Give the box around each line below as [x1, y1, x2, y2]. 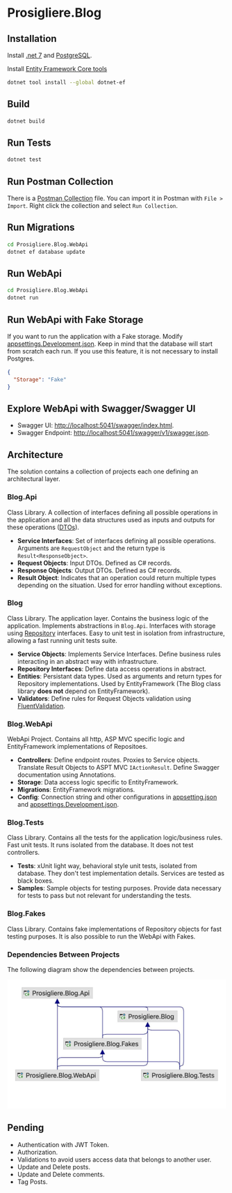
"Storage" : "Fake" [13, 376, 67, 383]
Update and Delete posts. [17, 1162, 90, 1171]
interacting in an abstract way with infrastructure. [17, 657, 158, 665]
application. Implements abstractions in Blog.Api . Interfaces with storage [7, 621, 216, 630]
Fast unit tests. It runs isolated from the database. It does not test [7, 841, 194, 849]
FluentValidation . [17, 701, 66, 710]
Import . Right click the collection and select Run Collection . [7, 202, 179, 210]
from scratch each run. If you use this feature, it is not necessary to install [7, 347, 219, 355]
